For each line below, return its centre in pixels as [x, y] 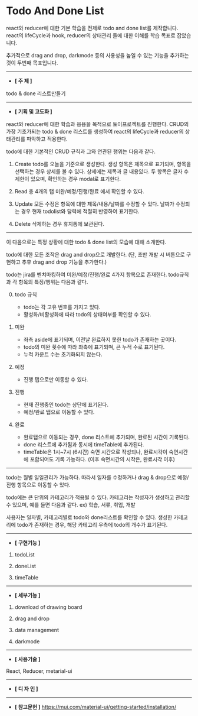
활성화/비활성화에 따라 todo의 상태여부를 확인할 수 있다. [87, 314]
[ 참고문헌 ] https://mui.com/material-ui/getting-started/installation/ [95, 707]
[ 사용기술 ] [27, 659]
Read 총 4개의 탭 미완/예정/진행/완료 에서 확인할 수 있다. [79, 191]
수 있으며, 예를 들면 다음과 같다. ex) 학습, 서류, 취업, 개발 [71, 504]
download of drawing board [48, 607]
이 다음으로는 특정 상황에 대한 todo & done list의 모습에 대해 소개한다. [86, 242]
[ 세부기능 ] [27, 595]
